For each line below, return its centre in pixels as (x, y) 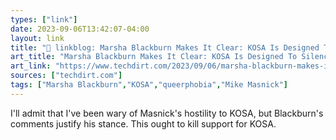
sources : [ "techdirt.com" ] (66, 76)
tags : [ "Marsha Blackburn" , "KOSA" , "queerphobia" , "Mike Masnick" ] (149, 85)
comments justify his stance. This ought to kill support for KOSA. (143, 123)
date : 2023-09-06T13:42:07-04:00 (80, 29)
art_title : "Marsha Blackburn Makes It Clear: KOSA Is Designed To (154, 57)
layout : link (37, 38)
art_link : (31, 66)
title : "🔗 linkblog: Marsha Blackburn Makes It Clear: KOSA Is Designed (165, 47)
